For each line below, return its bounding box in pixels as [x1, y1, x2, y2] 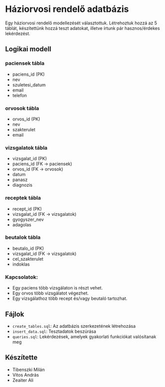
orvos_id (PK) [12, 116, 41, 122]
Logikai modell [5, 45, 51, 53]
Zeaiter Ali [12, 377, 34, 383]
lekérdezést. [5, 30, 31, 36]
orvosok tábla [5, 104, 39, 111]
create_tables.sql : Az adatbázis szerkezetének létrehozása [12, 323, 136, 329]
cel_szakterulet [12, 256, 44, 262]
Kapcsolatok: [5, 274, 38, 281]
